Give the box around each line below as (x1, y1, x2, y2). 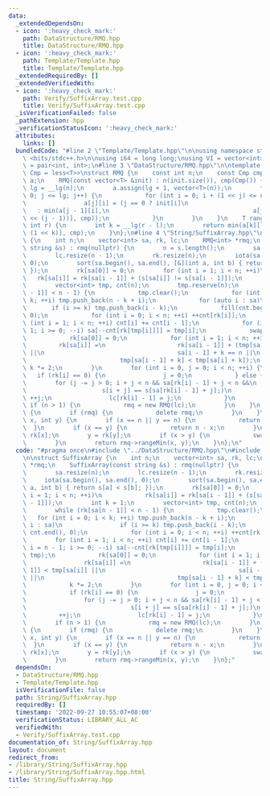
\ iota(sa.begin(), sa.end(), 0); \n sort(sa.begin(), (22, 476, 247, 484)
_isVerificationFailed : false (15, 110, 117, 118)
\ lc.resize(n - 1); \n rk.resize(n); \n (22, 251, 207, 259)
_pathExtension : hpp (15, 117, 84, 125)
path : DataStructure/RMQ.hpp (22, 34, 121, 43)
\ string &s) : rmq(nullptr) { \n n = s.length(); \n (22, 244, 225, 252)
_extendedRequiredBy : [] (15, 72, 99, 80)
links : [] (22, 139, 56, 147)
